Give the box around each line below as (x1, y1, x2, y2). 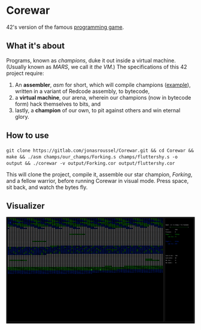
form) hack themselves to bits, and (14, 100, 101, 107)
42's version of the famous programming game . (6, 23, 124, 31)
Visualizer (6, 200, 45, 211)
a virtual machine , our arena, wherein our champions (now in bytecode (14, 94, 191, 101)
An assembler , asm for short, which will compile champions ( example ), (14, 81, 191, 88)
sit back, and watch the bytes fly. (6, 184, 88, 191)
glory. (14, 113, 29, 120)
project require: (6, 70, 44, 77)
